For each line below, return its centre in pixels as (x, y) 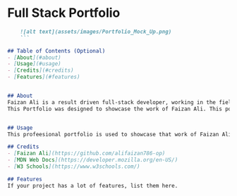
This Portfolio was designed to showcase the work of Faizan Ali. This (115, 109)
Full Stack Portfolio (64, 13)
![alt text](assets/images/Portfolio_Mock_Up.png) (96, 32)
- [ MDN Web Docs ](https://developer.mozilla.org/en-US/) (93, 160)
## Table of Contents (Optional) (56, 51)
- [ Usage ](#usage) (34, 64)
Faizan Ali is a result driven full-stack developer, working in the (112, 102)
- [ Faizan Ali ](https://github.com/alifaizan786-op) (86, 153)
